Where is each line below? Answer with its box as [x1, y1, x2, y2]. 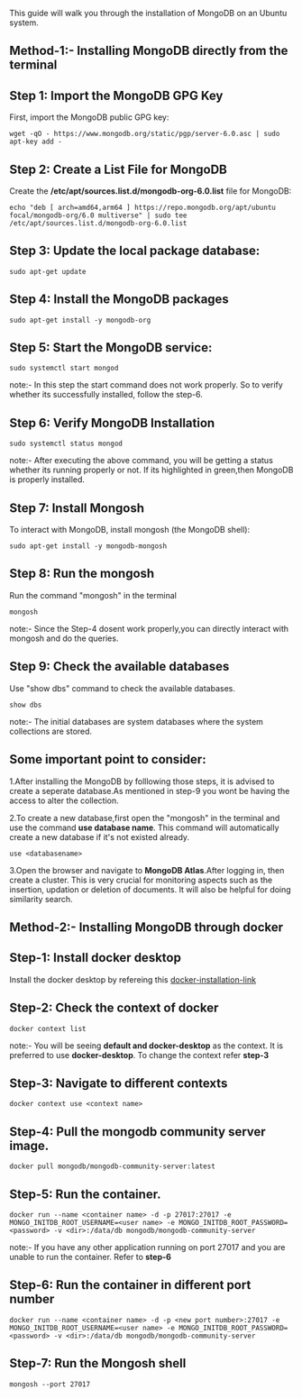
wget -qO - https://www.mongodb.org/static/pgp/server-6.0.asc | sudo [9, 130, 280, 139]
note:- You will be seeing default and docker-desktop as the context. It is [9, 1040, 284, 1051]
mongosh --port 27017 [9, 1379, 91, 1389]
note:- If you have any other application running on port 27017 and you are [9, 1241, 286, 1252]
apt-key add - [9, 137, 63, 147]
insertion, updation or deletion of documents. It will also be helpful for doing [9, 883, 291, 895]
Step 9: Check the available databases [9, 659, 230, 674]
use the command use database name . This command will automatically [9, 822, 279, 833]
